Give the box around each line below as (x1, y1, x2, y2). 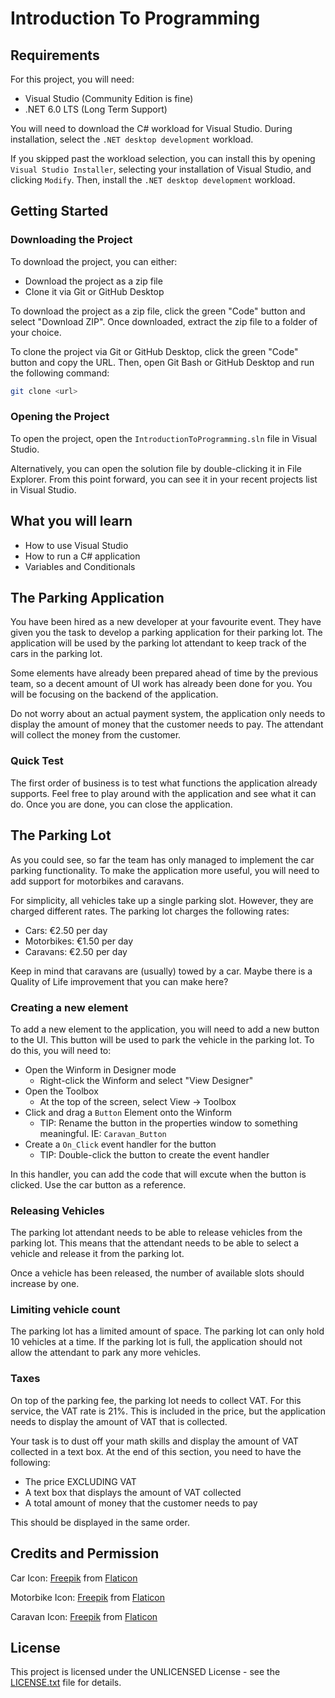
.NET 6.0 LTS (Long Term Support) (24, 103, 168, 115)
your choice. (10, 326, 62, 338)
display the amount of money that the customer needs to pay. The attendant (10, 718, 324, 731)
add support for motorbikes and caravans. (10, 875, 185, 887)
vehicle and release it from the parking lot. (10, 1248, 185, 1260)
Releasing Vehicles (10, 1203, 105, 1217)
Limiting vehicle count (10, 1303, 121, 1317)
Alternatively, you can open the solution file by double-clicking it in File (10, 462, 302, 474)
